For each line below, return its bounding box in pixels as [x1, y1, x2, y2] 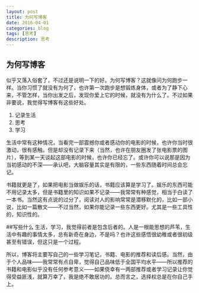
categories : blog [6, 25, 49, 31]
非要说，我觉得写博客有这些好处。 [6, 98, 89, 106]
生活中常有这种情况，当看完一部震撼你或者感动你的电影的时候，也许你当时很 [6, 139, 193, 146]
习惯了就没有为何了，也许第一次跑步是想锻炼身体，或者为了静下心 [26, 84, 188, 91]
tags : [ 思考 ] [6, 31, 37, 37]
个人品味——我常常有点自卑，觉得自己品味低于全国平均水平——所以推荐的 [11, 258, 193, 265]
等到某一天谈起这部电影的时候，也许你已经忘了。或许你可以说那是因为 [18, 154, 191, 161]
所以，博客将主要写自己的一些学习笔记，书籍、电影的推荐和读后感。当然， [6, 250, 188, 258]
